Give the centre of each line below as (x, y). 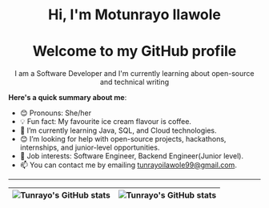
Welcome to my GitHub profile (134, 52)
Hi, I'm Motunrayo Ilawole (134, 15)
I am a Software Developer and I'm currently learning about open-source (134, 74)
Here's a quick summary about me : (68, 98)
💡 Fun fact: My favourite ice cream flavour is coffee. (106, 122)
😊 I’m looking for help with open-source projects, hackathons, (123, 139)
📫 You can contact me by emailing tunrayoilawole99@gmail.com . (128, 165)
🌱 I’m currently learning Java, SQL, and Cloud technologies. (118, 130)
